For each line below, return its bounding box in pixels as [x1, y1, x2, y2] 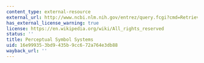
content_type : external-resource [6, 8, 91, 15]
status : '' [6, 31, 34, 37]
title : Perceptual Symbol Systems [6, 37, 94, 43]
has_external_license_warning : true [6, 20, 99, 26]
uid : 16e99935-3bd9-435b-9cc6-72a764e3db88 [6, 43, 118, 49]
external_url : [6, 14, 42, 20]
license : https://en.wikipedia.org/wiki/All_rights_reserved [6, 25, 165, 32]
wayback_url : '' [6, 48, 47, 54]
